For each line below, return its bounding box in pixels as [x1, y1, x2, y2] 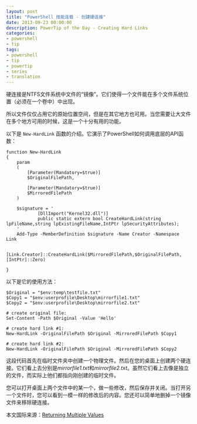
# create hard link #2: [6, 341, 64, 347]
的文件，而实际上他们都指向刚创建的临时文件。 [6, 372, 119, 379]
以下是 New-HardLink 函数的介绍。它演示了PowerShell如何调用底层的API [6, 130, 179, 138]
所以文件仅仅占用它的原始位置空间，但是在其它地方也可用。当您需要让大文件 [6, 111, 191, 118]
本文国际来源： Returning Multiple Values [6, 411, 104, 419]
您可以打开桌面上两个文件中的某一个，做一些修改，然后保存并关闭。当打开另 [6, 384, 191, 391]
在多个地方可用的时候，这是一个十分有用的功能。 [6, 118, 124, 125]
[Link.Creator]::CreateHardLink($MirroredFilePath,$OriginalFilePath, [6, 252, 182, 258]
